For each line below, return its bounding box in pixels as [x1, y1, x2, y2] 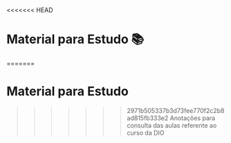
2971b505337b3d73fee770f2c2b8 [127, 106, 225, 115]
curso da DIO [127, 128, 165, 137]
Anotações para [169, 114, 216, 122]
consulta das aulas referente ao [127, 121, 217, 129]
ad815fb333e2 [127, 114, 169, 122]
